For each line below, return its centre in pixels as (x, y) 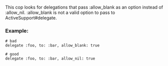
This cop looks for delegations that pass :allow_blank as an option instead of (84, 7)
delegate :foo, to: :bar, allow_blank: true (52, 45)
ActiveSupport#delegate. (31, 18)
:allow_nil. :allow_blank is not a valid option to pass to (60, 12)
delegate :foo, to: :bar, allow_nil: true (50, 59)
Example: (17, 30)
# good (12, 54)
